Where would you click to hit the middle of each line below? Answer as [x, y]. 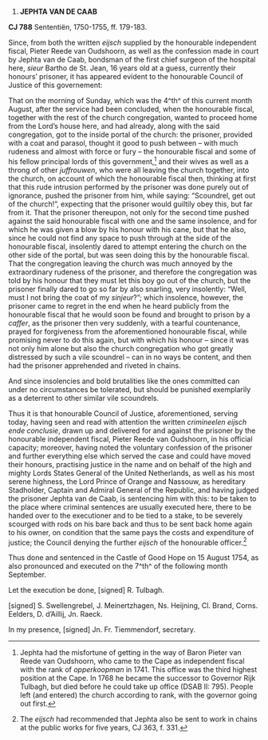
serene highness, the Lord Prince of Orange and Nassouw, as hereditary [127, 481]
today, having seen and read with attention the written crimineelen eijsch [128, 422]
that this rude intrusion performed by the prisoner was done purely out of [128, 186]
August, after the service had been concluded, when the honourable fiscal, [132, 109]
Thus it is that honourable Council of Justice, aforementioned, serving [123, 413]
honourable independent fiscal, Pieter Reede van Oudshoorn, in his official [130, 438]
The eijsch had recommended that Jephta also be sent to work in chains [138, 719]
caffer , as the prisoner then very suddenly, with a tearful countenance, [124, 322]
